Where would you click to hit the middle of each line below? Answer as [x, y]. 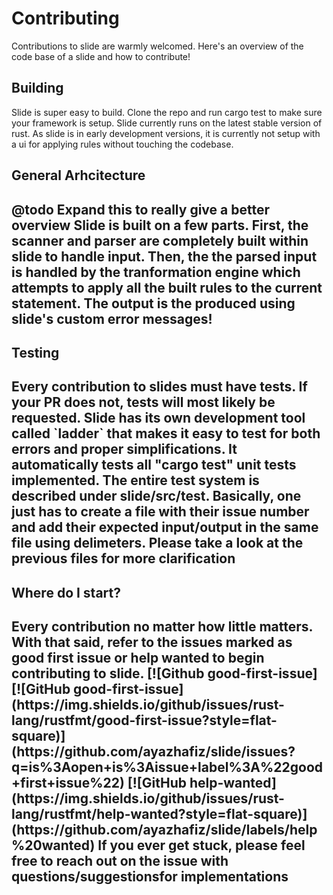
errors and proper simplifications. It [124, 449]
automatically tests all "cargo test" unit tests [154, 465]
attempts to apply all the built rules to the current [167, 287]
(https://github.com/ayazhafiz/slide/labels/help [164, 830]
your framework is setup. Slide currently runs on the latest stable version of [167, 123]
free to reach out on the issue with [120, 861]
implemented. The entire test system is [135, 480]
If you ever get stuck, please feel [201, 845]
